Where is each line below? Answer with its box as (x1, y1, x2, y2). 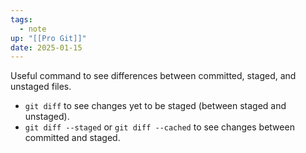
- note (19, 24, 47, 34)
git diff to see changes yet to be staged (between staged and (24, 100, 287, 112)
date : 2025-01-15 (10, 42, 83, 53)
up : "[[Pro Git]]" (10, 33, 87, 43)
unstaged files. (10, 81, 72, 93)
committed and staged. (24, 132, 121, 144)
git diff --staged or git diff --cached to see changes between (24, 121, 295, 133)
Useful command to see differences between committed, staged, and (10, 70, 297, 82)
